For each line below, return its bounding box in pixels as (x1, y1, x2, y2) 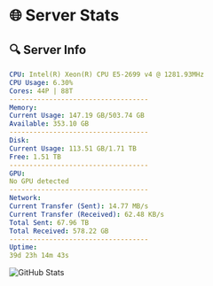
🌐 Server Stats (9, 5, 120, 26)
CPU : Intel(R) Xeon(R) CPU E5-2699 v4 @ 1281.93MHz (9, 70, 204, 79)
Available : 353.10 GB (9, 120, 90, 128)
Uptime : (9, 243, 38, 252)
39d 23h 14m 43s (9, 251, 69, 260)
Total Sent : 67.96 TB (9, 218, 90, 227)
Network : (9, 194, 42, 203)
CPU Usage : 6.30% (9, 78, 74, 87)
